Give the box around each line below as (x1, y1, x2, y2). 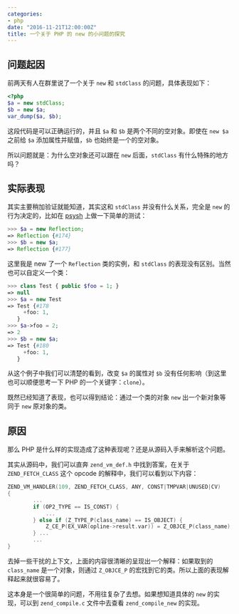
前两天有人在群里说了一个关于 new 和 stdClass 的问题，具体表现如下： (7, 79, 212, 88)
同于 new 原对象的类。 (7, 402, 71, 410)
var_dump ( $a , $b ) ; (7, 113, 62, 120)
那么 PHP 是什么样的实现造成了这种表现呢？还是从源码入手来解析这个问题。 (7, 445, 230, 454)
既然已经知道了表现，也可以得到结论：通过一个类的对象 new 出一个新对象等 (7, 393, 226, 402)
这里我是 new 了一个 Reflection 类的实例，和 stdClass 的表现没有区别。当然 (7, 259, 231, 268)
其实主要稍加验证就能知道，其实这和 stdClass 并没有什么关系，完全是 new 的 (7, 202, 230, 211)
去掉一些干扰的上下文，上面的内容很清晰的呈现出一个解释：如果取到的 (7, 556, 213, 565)
